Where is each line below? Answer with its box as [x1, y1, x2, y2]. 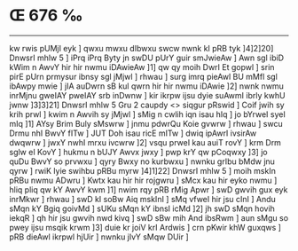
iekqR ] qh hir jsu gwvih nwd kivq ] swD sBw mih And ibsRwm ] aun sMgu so [9, 212, 289, 223]
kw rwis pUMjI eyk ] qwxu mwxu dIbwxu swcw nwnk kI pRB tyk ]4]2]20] [9, 43, 274, 53]
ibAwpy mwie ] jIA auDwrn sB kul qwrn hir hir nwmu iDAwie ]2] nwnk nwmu [9, 81, 284, 91]
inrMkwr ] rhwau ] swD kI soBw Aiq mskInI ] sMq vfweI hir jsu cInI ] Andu [9, 193, 277, 204]
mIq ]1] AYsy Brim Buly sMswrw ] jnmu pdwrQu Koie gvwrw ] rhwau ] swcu [9, 118, 283, 129]
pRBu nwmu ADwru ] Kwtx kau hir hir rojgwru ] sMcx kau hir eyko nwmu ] [9, 175, 278, 185]
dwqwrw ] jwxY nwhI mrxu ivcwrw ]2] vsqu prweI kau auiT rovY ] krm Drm [9, 137, 282, 147]
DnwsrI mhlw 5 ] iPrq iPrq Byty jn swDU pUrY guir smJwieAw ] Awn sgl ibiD [9, 52, 285, 63]
